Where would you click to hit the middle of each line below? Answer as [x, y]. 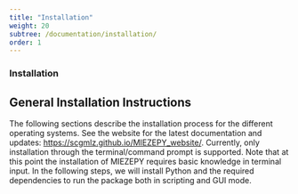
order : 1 [25, 42]
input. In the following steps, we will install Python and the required [132, 171]
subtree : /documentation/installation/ [83, 34]
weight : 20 [29, 26]
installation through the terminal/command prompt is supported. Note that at [149, 151]
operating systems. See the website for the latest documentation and [136, 133]
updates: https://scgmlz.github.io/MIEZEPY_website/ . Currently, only [135, 142]
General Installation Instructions [101, 102]
